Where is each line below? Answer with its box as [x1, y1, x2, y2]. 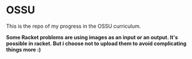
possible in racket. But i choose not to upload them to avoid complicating [6, 40, 187, 47]
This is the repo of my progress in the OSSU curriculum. [6, 23, 142, 30]
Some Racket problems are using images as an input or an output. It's [6, 34, 179, 40]
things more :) [6, 46, 41, 53]
